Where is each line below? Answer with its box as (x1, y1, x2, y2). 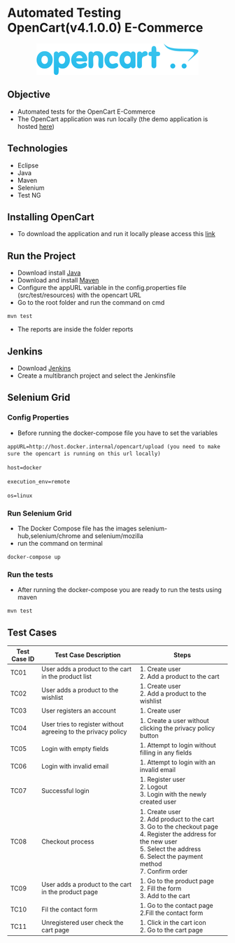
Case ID (11, 654, 35, 663)
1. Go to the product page (139, 876, 215, 885)
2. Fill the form (139, 884, 182, 893)
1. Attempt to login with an (139, 758, 215, 766)
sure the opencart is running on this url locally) (7, 450, 161, 457)
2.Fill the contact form (139, 909, 204, 917)
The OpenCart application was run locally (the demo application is (17, 114, 208, 123)
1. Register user (139, 776, 186, 784)
